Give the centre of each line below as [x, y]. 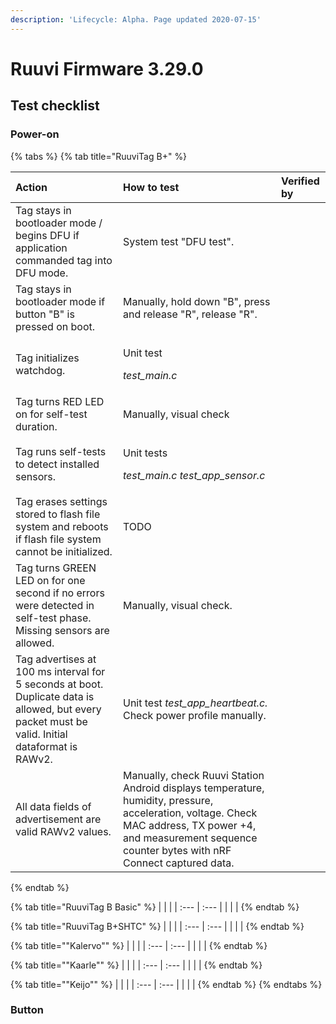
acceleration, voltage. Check [190, 813]
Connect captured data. [178, 863]
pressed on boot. [55, 326]
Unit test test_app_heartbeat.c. [195, 703]
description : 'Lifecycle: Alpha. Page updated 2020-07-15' [136, 19]
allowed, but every [58, 709]
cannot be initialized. [64, 551]
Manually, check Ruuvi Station [193, 775]
